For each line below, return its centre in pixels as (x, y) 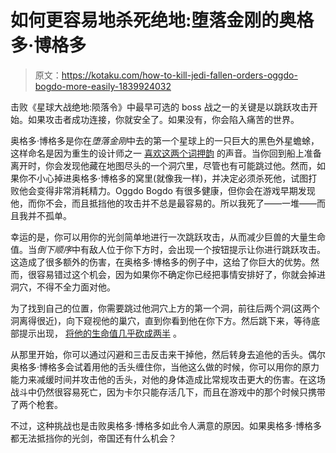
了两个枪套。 (36, 404)
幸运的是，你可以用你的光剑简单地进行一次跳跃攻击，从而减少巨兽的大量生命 (168, 237)
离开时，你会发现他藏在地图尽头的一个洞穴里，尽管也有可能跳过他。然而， (163, 165)
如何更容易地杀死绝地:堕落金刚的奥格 (162, 20)
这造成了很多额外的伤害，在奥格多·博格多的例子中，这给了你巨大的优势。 (161, 262)
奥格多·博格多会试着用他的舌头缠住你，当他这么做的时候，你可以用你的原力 (165, 367)
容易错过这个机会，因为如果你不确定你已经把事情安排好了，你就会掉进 (181, 274)
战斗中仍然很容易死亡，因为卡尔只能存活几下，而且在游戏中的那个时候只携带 (168, 392)
